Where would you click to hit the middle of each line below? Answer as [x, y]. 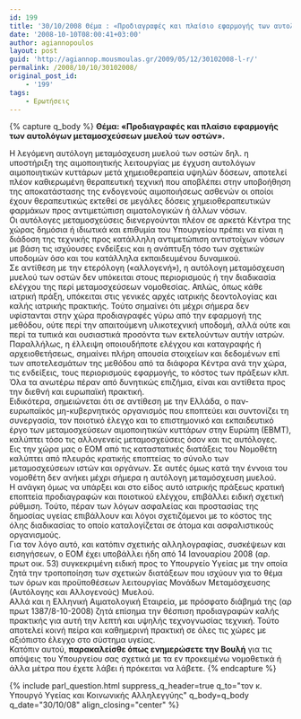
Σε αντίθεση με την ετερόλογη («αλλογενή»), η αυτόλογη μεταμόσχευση [147, 268]
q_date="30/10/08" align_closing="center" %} [95, 705]
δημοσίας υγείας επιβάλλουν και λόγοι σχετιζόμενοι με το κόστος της [141, 516]
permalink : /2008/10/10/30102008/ [74, 68]
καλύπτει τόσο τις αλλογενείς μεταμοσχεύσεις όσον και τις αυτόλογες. [143, 440]
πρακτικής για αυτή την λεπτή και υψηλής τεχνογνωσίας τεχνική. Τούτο [144, 621]
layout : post [34, 51]
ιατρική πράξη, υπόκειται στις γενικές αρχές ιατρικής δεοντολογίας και [143, 296]
